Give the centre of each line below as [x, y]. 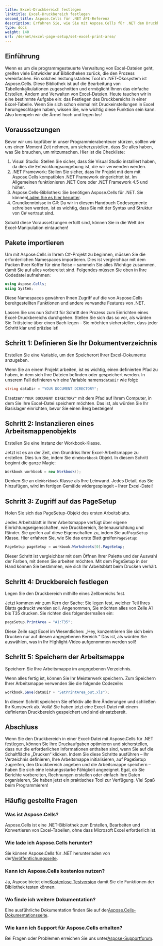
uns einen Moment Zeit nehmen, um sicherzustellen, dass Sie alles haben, [79, 147]
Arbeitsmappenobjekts [41, 431]
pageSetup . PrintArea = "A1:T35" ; [39, 622]
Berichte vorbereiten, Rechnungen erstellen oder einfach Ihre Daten [73, 775]
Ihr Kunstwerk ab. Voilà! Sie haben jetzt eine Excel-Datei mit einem [72, 707]
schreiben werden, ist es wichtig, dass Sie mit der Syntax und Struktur [82, 208]
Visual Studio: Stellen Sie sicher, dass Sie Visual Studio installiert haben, [84, 161]
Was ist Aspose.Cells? [32, 814]
